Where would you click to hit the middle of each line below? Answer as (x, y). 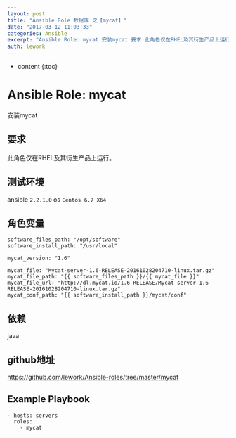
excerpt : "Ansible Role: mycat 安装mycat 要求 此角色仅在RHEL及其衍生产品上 (113, 40)
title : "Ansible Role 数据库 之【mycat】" (67, 20)
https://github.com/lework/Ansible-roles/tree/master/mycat (93, 377)
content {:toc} (38, 66)
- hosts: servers (33, 416)
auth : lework (26, 46)
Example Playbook (48, 399)
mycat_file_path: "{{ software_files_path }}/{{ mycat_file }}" (103, 277)
